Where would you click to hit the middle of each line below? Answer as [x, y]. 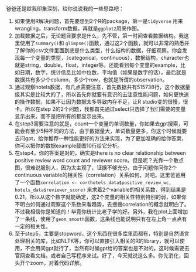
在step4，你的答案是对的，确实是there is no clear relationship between [100, 153]
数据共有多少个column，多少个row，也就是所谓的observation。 [91, 80]
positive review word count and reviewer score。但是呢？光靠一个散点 [99, 160]
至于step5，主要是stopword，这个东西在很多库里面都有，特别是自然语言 [102, 234]
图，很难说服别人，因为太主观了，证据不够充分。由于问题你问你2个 [96, 168]
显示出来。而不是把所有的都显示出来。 [61, 116]
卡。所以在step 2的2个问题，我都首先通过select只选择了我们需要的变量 [100, 109]
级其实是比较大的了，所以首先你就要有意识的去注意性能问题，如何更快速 [102, 94]
